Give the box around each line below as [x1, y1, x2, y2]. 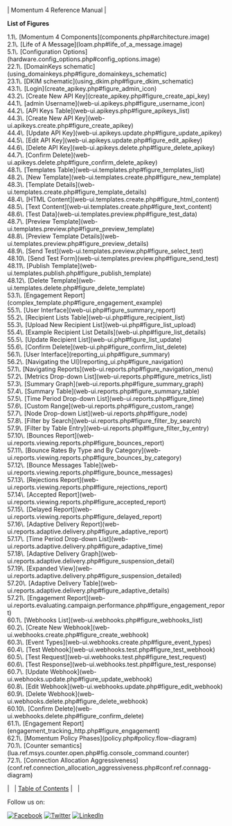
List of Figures [7, 19, 50, 27]
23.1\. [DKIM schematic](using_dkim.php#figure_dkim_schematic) [7, 77, 194, 85]
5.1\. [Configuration [7, 48, 62, 56]
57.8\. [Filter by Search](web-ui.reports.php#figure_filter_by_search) [7, 417, 202, 424]
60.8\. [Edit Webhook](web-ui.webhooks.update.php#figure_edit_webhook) [7, 682, 223, 691]
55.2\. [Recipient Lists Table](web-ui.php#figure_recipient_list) [7, 313, 186, 322]
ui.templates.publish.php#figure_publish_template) [7, 269, 152, 277]
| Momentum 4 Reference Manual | [7, 6, 107, 14]
